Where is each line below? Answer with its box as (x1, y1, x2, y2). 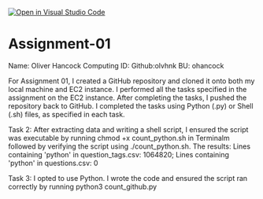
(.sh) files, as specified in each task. (8, 109, 125, 119)
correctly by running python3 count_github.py (8, 182, 157, 191)
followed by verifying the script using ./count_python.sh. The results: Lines (8, 142, 250, 151)
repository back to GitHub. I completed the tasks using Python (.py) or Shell (8, 101, 254, 110)
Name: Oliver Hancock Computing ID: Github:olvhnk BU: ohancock (8, 61, 224, 70)
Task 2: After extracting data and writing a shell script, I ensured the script (8, 124, 249, 134)
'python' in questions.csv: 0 (8, 158, 98, 168)
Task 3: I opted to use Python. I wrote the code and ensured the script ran (8, 173, 248, 182)
